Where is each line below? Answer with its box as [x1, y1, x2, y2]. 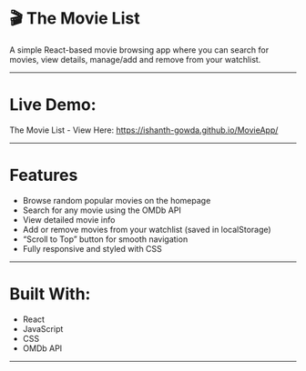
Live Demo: [9, 95, 97, 115]
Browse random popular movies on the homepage [22, 195, 211, 206]
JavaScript [22, 323, 64, 334]
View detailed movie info [22, 214, 116, 225]
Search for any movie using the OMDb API [22, 205, 182, 216]
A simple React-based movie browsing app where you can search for [9, 44, 270, 55]
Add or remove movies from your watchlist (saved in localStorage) [22, 224, 271, 235]
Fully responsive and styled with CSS [22, 243, 162, 254]
